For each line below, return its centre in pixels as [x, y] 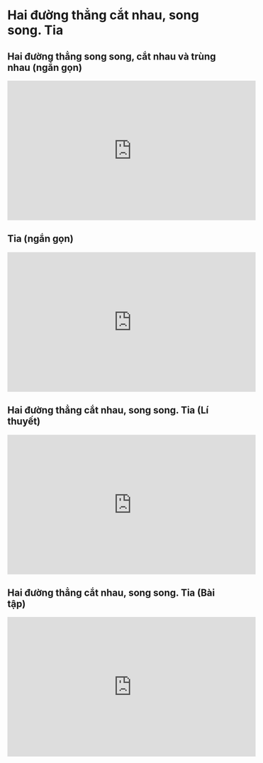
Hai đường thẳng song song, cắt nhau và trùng [112, 56]
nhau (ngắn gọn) [45, 67]
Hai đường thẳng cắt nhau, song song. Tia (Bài [111, 593]
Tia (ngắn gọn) [40, 239]
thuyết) [24, 422]
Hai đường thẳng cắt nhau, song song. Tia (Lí [108, 410]
